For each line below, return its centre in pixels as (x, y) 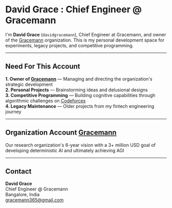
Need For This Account (43, 67)
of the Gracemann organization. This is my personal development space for (85, 40)
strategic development (29, 84)
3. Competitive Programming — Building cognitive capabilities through (80, 95)
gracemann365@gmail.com (35, 200)
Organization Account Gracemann (61, 133)
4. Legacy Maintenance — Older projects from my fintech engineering (80, 106)
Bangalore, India (23, 195)
